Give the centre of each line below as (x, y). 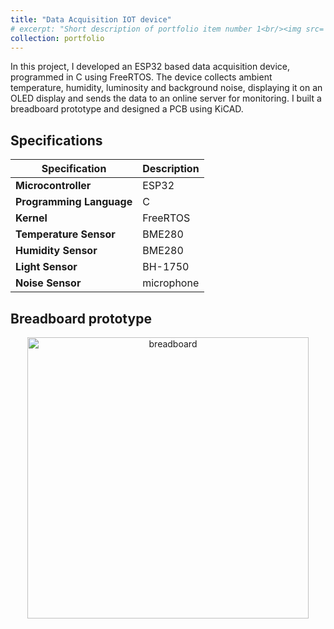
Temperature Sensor (65, 234)
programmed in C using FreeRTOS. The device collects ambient (141, 77)
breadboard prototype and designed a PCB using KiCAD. (127, 109)
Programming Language (74, 202)
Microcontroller (53, 186)
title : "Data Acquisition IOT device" (91, 19)
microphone (171, 283)
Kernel (31, 218)
